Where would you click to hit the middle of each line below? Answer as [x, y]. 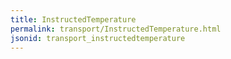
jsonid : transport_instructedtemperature [98, 38]
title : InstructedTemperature [73, 19]
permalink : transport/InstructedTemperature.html [116, 29]
